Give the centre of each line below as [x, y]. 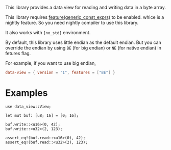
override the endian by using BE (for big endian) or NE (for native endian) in [83, 48]
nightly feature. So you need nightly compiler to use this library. [72, 23]
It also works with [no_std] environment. [48, 32]
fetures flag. [18, 53]
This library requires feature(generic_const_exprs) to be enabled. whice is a [85, 17]
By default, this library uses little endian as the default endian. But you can [83, 42]
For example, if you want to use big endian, [51, 63]
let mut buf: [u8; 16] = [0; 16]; [42, 115]
